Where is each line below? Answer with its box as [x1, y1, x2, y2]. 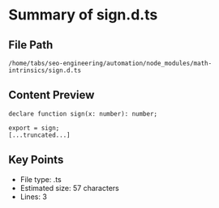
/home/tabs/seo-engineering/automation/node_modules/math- [8, 59, 213, 67]
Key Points [8, 153, 64, 167]
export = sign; [8, 124, 60, 132]
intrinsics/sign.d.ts [8, 66, 82, 74]
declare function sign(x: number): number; [8, 109, 158, 118]
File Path [8, 38, 54, 52]
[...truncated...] [8, 131, 71, 139]
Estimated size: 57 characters [19, 183, 119, 193]
